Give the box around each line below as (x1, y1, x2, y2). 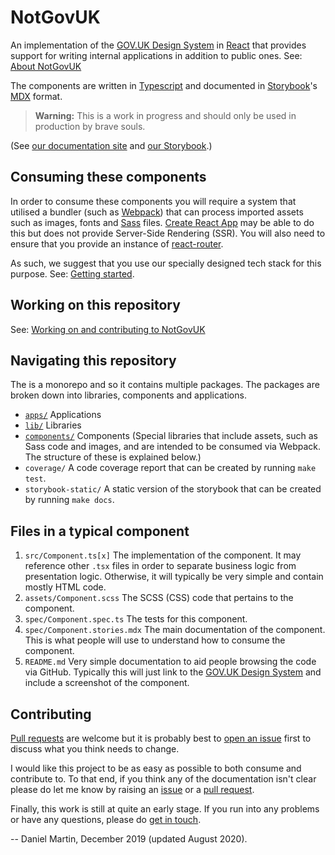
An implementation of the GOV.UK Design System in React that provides (10, 39, 307, 51)
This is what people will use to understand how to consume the (24, 634, 286, 646)
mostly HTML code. (24, 581, 107, 593)
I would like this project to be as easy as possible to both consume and (10, 762, 302, 774)
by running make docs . (24, 494, 115, 506)
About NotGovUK (10, 60, 82, 72)
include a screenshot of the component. (24, 677, 190, 689)
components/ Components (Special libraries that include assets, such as (24, 430, 318, 442)
